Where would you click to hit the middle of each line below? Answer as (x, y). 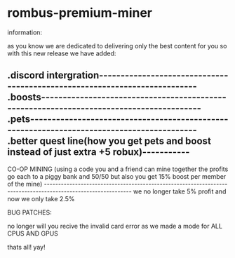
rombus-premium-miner (80, 13)
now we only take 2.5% (41, 198)
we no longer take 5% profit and (180, 191)
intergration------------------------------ (137, 75)
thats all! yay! (26, 247)
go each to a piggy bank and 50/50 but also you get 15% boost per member (117, 176)
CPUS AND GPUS (33, 233)
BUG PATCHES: (30, 212)
